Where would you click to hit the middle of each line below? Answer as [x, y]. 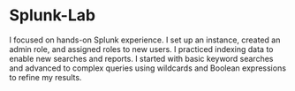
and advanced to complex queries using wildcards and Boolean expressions [148, 68]
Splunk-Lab [52, 15]
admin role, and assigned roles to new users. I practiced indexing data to [141, 49]
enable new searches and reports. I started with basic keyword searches [141, 58]
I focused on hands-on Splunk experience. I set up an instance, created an [145, 40]
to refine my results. [45, 77]
